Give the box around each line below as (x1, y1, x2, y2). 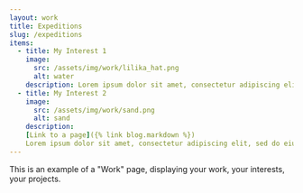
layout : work (9, 13, 59, 23)
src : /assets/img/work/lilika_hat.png (32, 64, 179, 73)
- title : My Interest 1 (17, 47, 106, 56)
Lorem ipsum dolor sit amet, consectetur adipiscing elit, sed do (25, 139, 280, 148)
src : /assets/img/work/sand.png (32, 106, 155, 115)
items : (9, 38, 34, 48)
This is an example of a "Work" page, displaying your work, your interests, (9, 163, 286, 174)
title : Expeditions (9, 22, 83, 31)
